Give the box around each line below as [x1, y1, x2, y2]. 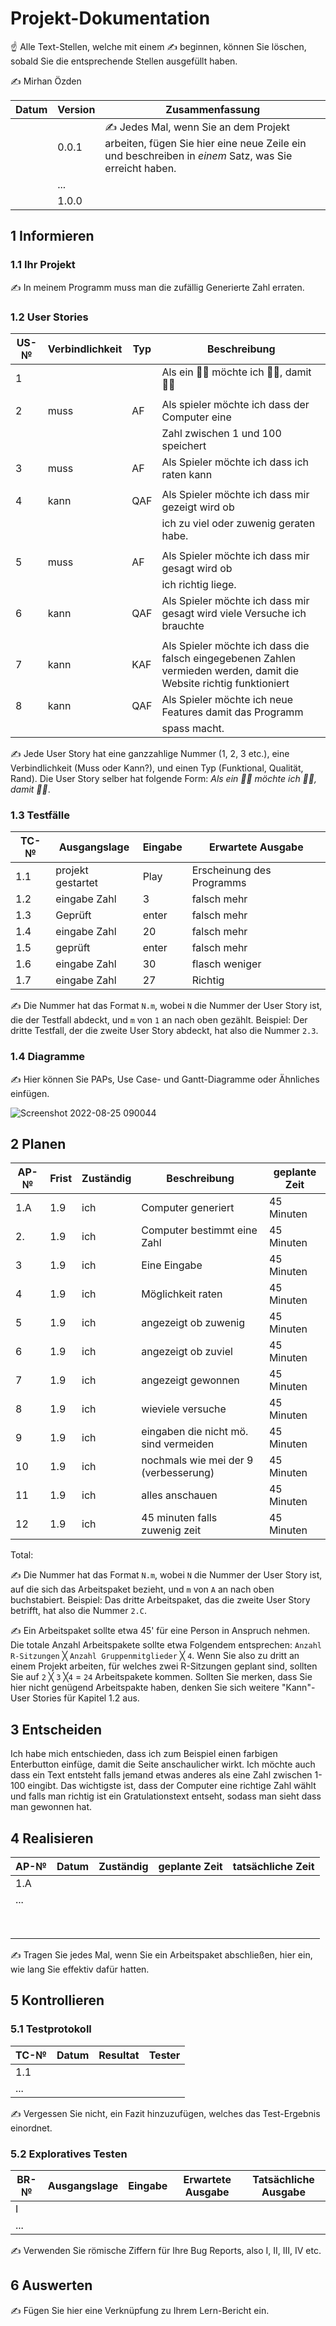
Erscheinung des [191, 863, 272, 877]
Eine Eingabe [141, 1258, 203, 1272]
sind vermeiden [141, 1437, 215, 1451]
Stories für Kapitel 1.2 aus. [32, 1692, 140, 1704]
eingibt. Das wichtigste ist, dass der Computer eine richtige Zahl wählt [27, 1780, 317, 1792]
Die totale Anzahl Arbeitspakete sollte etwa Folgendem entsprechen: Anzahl [10, 1639, 322, 1651]
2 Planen [10, 1135, 67, 1152]
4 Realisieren [10, 1830, 94, 1847]
